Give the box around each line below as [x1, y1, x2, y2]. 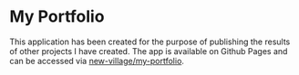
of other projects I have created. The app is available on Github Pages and [9, 45, 288, 56]
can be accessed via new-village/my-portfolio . [9, 55, 185, 66]
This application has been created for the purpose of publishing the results [9, 36, 291, 47]
